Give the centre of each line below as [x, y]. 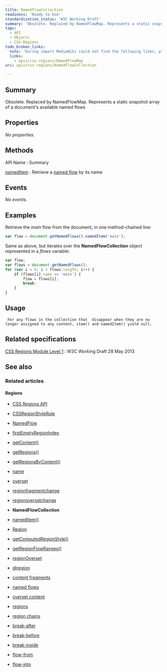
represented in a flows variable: [38, 251]
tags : [11, 28]
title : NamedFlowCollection [34, 10]
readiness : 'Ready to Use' [33, 14]
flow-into [22, 665]
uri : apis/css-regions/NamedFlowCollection [51, 65]
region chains [26, 616]
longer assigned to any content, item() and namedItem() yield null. [79, 324]
